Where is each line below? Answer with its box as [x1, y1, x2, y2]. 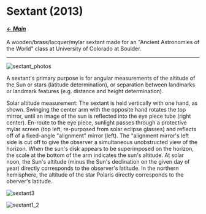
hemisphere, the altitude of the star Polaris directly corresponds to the [6, 171, 184, 178]
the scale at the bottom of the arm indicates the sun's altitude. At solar [6, 151, 184, 159]
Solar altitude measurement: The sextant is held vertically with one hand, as [6, 99, 198, 107]
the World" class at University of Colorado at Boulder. [6, 45, 142, 53]
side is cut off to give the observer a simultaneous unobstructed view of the [6, 139, 198, 146]
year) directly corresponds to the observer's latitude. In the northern [6, 164, 179, 172]
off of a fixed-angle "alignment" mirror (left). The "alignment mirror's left [6, 132, 189, 139]
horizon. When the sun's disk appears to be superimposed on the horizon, [6, 145, 194, 153]
